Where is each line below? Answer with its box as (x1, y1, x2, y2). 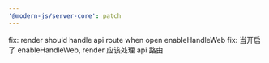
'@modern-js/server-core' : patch (8, 11, 122, 20)
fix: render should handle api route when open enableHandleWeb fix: (8, 35, 238, 44)
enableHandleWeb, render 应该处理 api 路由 (17, 45, 164, 55)
